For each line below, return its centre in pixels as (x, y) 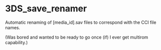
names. (13, 27)
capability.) (17, 42)
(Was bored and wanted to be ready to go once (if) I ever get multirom (77, 37)
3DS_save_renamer (46, 9)
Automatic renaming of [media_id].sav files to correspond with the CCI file (81, 22)
